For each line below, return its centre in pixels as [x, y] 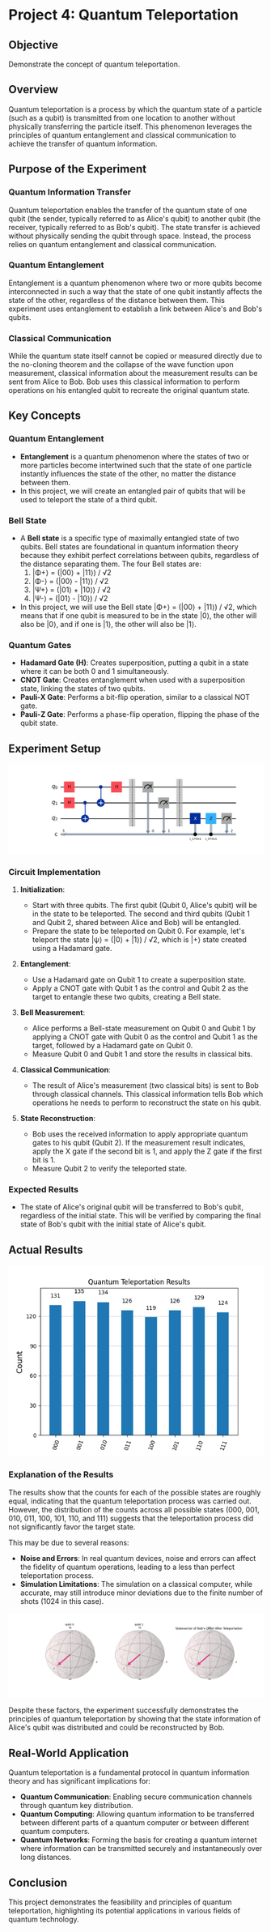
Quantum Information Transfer [70, 192]
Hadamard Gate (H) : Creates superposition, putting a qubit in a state [134, 663]
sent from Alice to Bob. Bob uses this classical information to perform [124, 382]
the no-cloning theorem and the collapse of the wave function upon [121, 365]
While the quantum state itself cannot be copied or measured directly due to [135, 356]
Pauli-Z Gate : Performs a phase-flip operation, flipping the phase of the [140, 714]
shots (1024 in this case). [62, 1601]
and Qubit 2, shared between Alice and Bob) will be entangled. [136, 923]
